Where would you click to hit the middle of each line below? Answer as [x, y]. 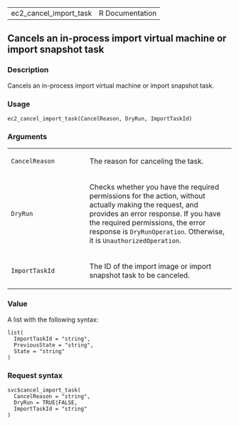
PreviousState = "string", [54, 345]
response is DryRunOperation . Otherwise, [157, 232]
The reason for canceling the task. [147, 161]
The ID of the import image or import [150, 267]
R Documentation [128, 13]
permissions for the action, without [147, 196]
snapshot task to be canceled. [139, 275]
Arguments [27, 136]
